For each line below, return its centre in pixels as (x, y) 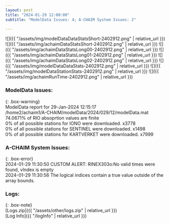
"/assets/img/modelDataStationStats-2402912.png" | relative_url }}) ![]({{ (82, 71)
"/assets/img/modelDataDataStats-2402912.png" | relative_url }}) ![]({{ (86, 66)
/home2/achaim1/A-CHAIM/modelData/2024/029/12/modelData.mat (77, 112)
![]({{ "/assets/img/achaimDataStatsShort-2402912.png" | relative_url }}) (81, 44)
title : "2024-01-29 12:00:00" (38, 15)
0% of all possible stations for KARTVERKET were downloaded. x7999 (79, 134)
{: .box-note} (19, 205)
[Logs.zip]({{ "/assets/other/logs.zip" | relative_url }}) (61, 211)
